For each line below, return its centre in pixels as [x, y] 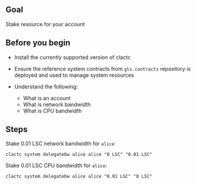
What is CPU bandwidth [52, 111]
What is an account [47, 98]
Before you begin [38, 43]
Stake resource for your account [45, 24]
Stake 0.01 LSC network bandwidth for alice [60, 144]
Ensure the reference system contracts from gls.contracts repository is [102, 68]
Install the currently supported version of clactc [72, 57]
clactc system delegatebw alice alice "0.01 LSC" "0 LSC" [79, 177]
